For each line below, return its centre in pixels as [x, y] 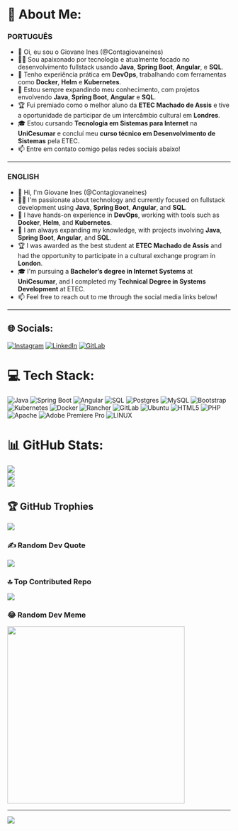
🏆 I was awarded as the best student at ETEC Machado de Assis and [119, 245]
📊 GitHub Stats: [56, 445]
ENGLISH [23, 177]
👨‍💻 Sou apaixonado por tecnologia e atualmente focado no [103, 60]
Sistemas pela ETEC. [49, 141]
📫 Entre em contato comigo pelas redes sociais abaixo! [99, 149]
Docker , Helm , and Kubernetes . [65, 222]
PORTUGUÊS [30, 37]
